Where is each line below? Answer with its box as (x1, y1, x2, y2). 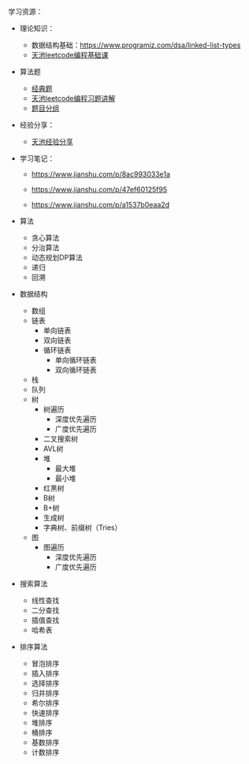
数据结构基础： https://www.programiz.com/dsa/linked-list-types (31, 40, 241, 50)
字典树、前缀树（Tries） (43, 523, 122, 532)
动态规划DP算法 (31, 253, 83, 262)
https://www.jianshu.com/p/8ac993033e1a (31, 170, 171, 179)
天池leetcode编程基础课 (31, 50, 109, 59)
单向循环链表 (54, 356, 97, 364)
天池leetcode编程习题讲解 (31, 94, 116, 102)
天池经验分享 (31, 137, 73, 146)
